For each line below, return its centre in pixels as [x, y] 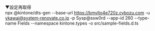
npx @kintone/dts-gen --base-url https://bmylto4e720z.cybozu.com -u [77, 13]
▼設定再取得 [18, 7]
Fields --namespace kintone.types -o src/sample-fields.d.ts [78, 23]
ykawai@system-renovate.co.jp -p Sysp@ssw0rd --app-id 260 [69, 18]
